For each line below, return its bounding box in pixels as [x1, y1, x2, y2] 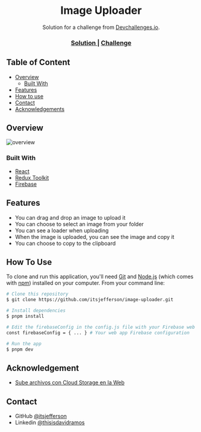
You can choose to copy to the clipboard [14, 240, 116, 247]
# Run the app [6, 340, 42, 347]
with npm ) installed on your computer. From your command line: [6, 279, 165, 287]
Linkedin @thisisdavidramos [14, 419, 85, 426]
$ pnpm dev [6, 346, 34, 352]
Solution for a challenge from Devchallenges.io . [42, 24, 160, 31]
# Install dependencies [6, 308, 66, 314]
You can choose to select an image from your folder [14, 220, 144, 227]
